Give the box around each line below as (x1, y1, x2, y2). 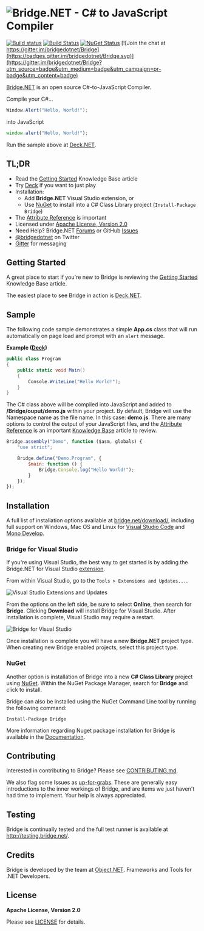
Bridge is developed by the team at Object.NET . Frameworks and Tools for (6, 866, 192, 874)
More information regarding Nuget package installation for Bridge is (6, 727, 175, 734)
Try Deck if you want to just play (15, 181, 96, 189)
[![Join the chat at (121, 39, 166, 46)
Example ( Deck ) (6, 344, 47, 351)
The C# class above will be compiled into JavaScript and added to (6, 401, 172, 408)
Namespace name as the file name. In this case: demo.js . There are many (6, 414, 191, 421)
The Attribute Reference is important (15, 214, 107, 221)
